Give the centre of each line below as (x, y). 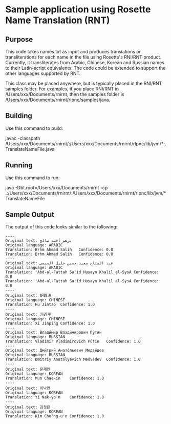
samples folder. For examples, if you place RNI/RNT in (62, 89)
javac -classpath (23, 138)
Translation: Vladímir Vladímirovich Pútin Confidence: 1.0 (73, 342)
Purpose (19, 39)
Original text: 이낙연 (28, 389)
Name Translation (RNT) (58, 20)
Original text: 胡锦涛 (28, 296)
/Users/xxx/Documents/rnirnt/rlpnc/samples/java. (58, 100)
